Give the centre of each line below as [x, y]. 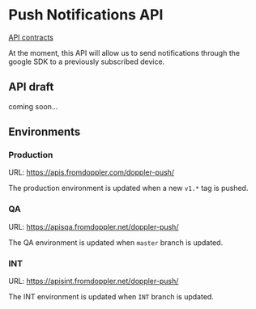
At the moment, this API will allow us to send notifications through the [124, 53]
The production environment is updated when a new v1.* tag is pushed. [128, 188]
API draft [31, 87]
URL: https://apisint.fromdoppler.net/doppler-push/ [94, 281]
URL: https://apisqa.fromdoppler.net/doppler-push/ [94, 226]
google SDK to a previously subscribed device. [87, 61]
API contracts [31, 37]
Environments [45, 132]
